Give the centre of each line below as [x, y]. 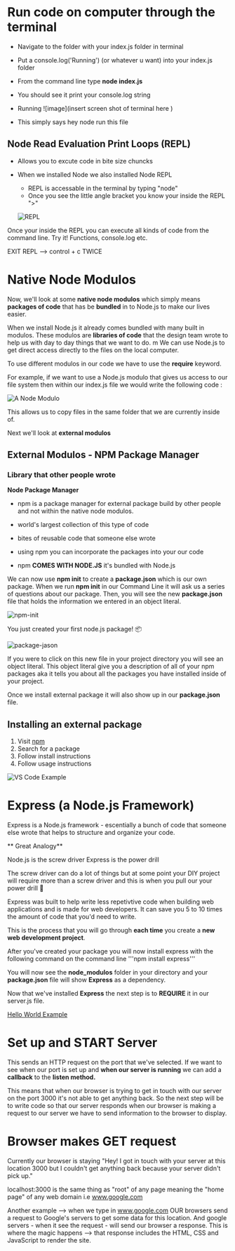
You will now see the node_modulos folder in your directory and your [108, 972]
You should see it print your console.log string [84, 95]
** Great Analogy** [35, 846]
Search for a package [49, 749]
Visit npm [31, 742]
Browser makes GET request [92, 1142]
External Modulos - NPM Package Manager [103, 455]
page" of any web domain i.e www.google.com [75, 1197]
